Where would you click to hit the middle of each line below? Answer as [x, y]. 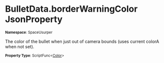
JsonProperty [34, 19]
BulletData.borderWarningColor [71, 9]
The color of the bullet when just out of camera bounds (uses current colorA [82, 41]
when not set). [20, 46]
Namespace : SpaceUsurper [29, 32]
